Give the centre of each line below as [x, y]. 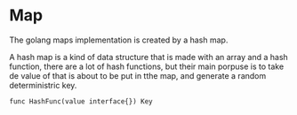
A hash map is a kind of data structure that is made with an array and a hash [149, 57]
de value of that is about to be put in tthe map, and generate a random [138, 75]
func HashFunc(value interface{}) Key [81, 101]
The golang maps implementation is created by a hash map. [119, 40]
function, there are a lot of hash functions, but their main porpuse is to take [147, 66]
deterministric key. [43, 85]
